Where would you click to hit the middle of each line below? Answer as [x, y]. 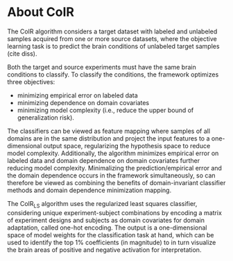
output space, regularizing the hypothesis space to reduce [127, 145]
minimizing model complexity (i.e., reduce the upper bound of [105, 110]
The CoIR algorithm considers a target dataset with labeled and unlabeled [112, 31]
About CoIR [41, 12]
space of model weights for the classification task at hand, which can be [111, 235]
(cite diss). [22, 54]
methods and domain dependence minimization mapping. [89, 190]
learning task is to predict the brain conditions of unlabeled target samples [113, 46]
